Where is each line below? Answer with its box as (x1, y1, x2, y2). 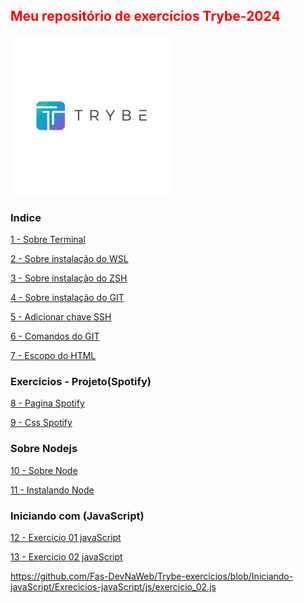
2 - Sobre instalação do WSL (10, 253, 129, 265)
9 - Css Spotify (10, 417, 73, 429)
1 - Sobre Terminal (10, 234, 86, 246)
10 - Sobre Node (10, 464, 78, 476)
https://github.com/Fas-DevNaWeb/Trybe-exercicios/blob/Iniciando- (10, 570, 294, 582)
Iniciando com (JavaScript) (10, 509, 145, 523)
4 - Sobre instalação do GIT (10, 292, 125, 304)
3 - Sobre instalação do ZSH (10, 272, 128, 284)
